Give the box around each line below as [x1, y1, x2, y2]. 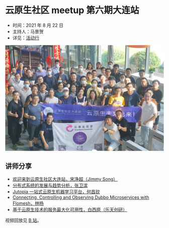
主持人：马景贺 [12, 28, 44, 34]
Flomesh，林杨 [12, 200, 44, 206]
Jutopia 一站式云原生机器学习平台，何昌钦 [12, 189, 100, 195]
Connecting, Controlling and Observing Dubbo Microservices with [12, 194, 149, 200]
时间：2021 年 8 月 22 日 [12, 22, 64, 28]
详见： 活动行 [12, 35, 39, 41]
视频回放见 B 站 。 [5, 217, 42, 223]
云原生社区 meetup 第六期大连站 [5, 5, 139, 16]
